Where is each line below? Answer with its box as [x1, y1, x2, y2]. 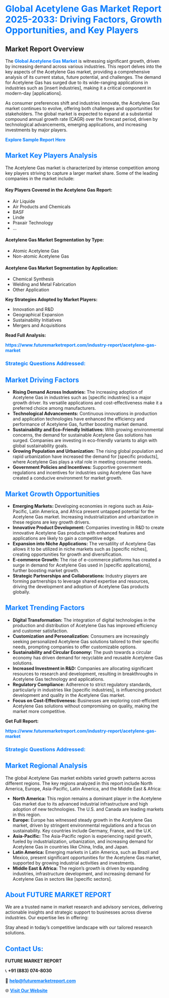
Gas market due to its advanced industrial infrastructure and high [12, 800, 148, 806]
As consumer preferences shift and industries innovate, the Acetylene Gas [5, 100, 160, 106]
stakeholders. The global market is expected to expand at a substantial [5, 111, 152, 117]
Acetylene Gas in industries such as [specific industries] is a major [12, 395, 151, 401]
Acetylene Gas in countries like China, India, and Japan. [12, 843, 129, 849]
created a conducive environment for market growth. [12, 475, 123, 481]
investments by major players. [5, 127, 68, 133]
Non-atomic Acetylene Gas [12, 253, 69, 259]
